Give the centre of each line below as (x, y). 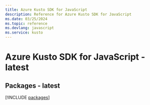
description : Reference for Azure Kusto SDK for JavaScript (69, 14)
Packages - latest (33, 86)
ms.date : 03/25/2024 (26, 19)
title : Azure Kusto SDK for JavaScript (46, 10)
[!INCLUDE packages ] (27, 97)
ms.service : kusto (24, 33)
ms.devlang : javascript (30, 28)
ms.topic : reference (26, 23)
